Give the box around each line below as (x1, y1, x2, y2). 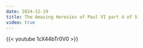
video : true (6, 19, 35, 25)
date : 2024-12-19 (6, 8, 49, 15)
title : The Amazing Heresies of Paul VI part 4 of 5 (6, 14, 138, 20)
